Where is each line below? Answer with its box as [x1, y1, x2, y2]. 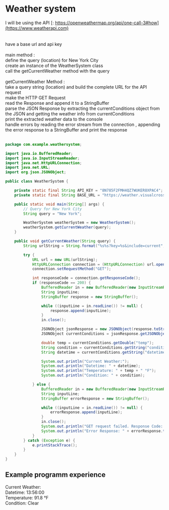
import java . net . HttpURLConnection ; [5, 160, 82, 165]
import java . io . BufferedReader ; [5, 151, 73, 156]
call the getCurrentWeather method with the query [5, 68, 110, 74]
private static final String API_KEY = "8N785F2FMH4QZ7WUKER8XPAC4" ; [14, 188, 163, 193]
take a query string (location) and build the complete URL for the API [5, 84, 147, 90]
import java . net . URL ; [5, 165, 51, 170]
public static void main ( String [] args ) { [14, 202, 105, 207]
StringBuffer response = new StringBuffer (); [41, 294, 138, 299]
